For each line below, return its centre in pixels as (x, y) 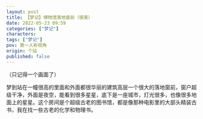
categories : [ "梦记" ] (33, 29)
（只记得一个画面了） (33, 74)
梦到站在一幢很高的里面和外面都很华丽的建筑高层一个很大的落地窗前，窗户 (99, 87)
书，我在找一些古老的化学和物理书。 (51, 109)
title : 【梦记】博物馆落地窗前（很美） (50, 17)
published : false (28, 56)
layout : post (23, 12)
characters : (21, 34)
